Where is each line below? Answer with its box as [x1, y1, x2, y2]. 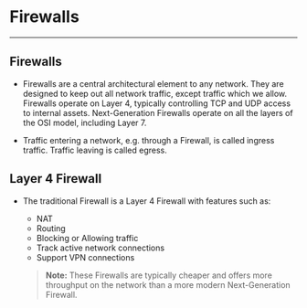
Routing [36, 222, 66, 234]
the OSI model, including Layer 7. [22, 117, 147, 128]
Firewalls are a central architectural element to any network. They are [22, 78, 285, 89]
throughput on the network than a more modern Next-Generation [45, 279, 291, 290]
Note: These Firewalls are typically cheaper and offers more [45, 270, 272, 281]
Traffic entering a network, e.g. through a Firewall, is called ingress [22, 134, 275, 145]
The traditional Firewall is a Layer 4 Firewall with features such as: [22, 195, 271, 207]
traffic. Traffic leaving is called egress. [22, 144, 167, 155]
